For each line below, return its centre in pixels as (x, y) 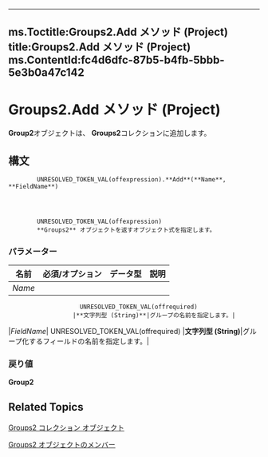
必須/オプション (72, 274)
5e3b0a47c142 (47, 73)
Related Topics (46, 407)
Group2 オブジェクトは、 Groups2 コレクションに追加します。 (110, 133)
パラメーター (33, 252)
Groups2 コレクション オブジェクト (67, 427)
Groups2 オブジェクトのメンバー (62, 444)
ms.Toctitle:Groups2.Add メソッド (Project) (118, 32)
